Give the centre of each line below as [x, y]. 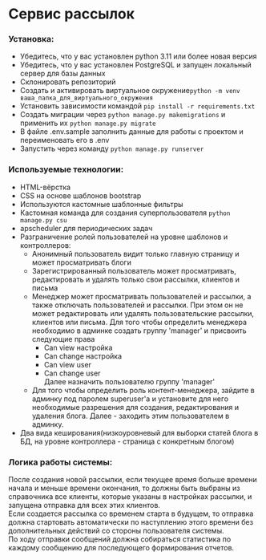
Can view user [68, 364]
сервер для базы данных [62, 74]
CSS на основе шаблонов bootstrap [81, 195]
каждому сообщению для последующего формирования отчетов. [121, 548]
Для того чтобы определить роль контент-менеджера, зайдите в [143, 390]
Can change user [72, 373]
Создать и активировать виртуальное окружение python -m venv [130, 91]
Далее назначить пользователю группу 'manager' [129, 381]
